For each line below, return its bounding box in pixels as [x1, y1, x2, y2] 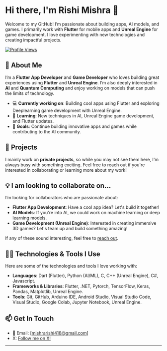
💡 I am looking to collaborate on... [5, 181, 111, 190]
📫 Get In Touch [5, 314, 54, 323]
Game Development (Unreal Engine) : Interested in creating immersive [12, 220, 157, 226]
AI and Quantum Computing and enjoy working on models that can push [5, 85, 155, 91]
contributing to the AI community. [12, 128, 81, 134]
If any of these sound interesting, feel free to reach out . [5, 235, 118, 241]
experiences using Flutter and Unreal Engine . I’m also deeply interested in [5, 79, 158, 85]
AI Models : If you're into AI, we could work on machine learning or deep [12, 210, 161, 216]
